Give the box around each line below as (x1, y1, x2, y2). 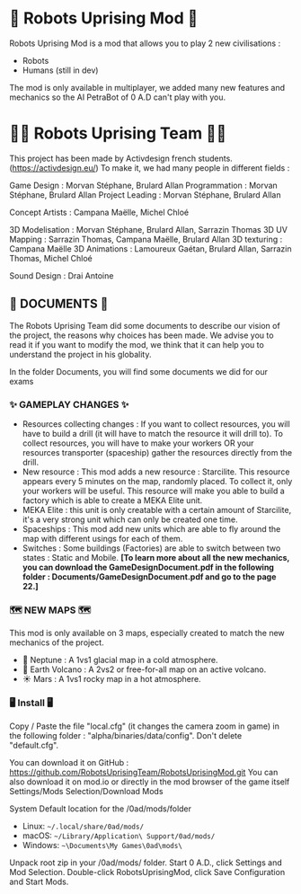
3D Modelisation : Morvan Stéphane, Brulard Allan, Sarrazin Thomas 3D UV (9, 224, 288, 235)
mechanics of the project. (9, 637, 105, 648)
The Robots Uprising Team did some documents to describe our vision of (9, 320, 280, 331)
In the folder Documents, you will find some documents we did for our (9, 366, 268, 376)
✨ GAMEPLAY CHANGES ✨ (9, 398, 129, 411)
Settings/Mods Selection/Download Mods (9, 785, 164, 796)
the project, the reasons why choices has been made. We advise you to (9, 330, 274, 341)
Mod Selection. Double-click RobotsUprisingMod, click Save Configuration (9, 866, 286, 877)
